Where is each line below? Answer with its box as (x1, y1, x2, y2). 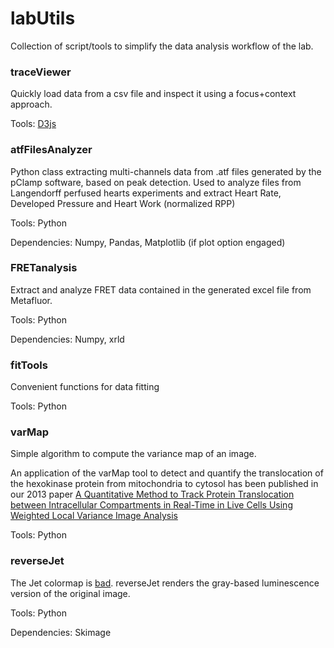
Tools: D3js (10, 118, 57, 130)
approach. (10, 98, 53, 111)
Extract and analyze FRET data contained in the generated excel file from (10, 283, 312, 296)
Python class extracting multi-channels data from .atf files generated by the (10, 165, 322, 177)
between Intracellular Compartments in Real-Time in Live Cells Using (10, 499, 293, 511)
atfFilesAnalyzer (10, 143, 93, 157)
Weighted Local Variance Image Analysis (10, 510, 178, 522)
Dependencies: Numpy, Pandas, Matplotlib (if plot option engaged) (10, 236, 286, 248)
